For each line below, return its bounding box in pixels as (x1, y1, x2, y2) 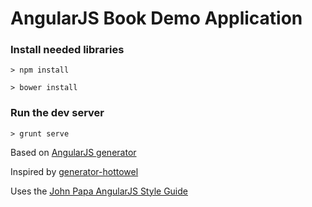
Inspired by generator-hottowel (10, 165, 139, 177)
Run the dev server (10, 106, 105, 120)
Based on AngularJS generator (10, 146, 137, 158)
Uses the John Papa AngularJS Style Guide (10, 185, 188, 197)
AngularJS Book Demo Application (10, 7, 303, 30)
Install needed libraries (10, 43, 125, 57)
